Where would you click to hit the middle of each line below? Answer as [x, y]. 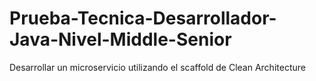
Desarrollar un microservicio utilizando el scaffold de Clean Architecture [157, 67]
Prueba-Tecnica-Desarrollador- [143, 18]
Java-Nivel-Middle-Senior [120, 39]
